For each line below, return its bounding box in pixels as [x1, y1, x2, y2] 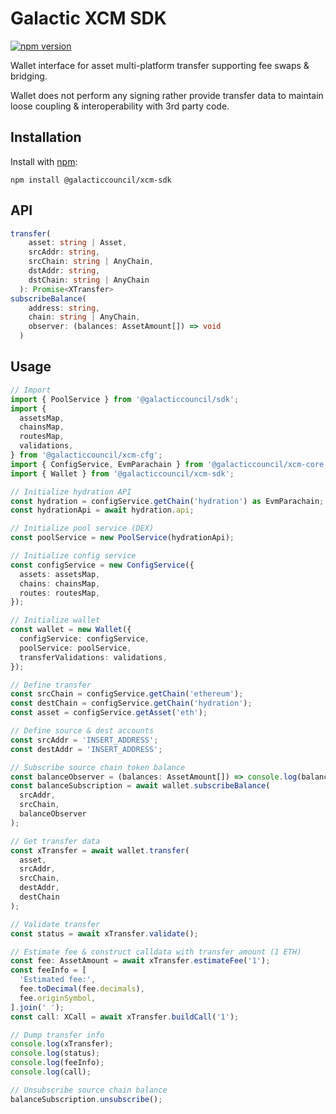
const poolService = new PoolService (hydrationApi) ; [10, 533, 235, 543]
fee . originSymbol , [19, 993, 97, 1003]
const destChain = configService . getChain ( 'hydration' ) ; [10, 698, 253, 709]
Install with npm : [10, 155, 78, 167]
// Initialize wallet [10, 615, 101, 626]
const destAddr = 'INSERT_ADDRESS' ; [10, 744, 163, 754]
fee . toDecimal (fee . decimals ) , [19, 984, 145, 994]
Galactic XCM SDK [10, 7, 167, 30]
